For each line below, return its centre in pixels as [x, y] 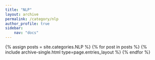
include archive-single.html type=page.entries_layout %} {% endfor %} [78, 52]
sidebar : [14, 28]
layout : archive [22, 14]
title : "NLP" [19, 10]
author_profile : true [27, 24]
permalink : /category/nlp [32, 19]
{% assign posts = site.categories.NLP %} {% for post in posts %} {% [76, 47]
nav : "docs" [26, 33]
